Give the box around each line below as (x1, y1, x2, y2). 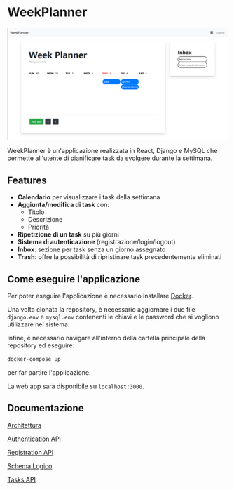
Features (7, 174, 47, 186)
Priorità (27, 223, 50, 232)
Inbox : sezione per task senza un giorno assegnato (17, 245, 166, 253)
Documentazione (7, 402, 84, 414)
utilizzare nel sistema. (7, 320, 70, 329)
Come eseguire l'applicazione (7, 273, 141, 285)
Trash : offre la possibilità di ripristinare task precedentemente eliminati (17, 253, 222, 261)
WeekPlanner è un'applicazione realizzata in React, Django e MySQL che (7, 147, 218, 155)
